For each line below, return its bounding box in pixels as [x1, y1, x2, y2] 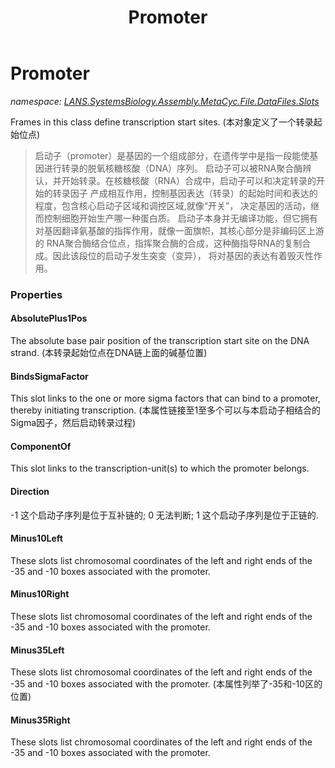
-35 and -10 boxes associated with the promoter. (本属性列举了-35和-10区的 [10, 678, 323, 690]
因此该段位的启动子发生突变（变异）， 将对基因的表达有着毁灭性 [52, 249, 314, 261]
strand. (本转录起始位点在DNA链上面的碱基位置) [10, 347, 208, 359]
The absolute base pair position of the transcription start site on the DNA [10, 335, 310, 347]
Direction [10, 486, 50, 498]
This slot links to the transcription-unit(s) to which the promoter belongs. [10, 462, 310, 475]
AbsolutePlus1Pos [10, 312, 88, 325]
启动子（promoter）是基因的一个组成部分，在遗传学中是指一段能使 [34, 149, 310, 161]
